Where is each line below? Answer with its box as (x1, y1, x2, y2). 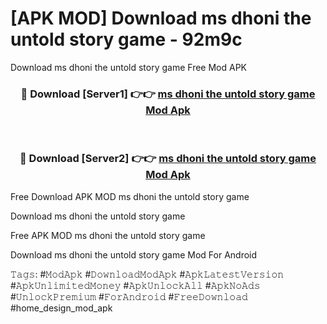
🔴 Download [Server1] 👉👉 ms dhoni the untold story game (20, 87, 316, 101)
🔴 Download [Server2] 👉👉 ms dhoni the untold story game (19, 152, 317, 166)
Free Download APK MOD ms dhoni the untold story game (10, 190, 250, 202)
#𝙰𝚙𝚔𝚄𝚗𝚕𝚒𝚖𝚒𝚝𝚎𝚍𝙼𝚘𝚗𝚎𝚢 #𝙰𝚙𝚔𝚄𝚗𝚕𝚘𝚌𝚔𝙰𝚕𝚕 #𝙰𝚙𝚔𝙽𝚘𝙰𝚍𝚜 (10, 279, 261, 291)
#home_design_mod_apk (10, 302, 113, 314)
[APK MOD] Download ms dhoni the (10, 7, 312, 30)
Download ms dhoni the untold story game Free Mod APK (10, 61, 247, 73)
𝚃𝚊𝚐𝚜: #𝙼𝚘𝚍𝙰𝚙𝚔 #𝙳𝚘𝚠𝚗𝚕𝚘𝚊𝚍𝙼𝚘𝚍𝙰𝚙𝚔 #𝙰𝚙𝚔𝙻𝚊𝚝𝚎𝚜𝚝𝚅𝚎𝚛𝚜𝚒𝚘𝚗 (10, 268, 285, 280)
